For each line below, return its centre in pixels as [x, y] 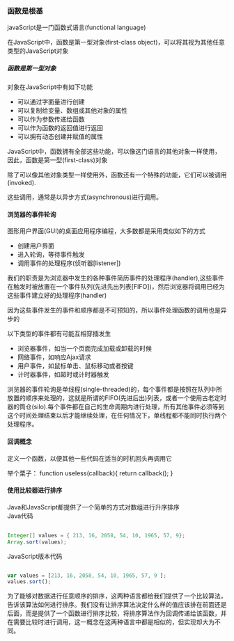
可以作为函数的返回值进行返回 [60, 128]
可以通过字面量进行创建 [51, 102]
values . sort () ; [29, 582]
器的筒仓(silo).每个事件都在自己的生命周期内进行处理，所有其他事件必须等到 [116, 407]
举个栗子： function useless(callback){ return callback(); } [90, 473]
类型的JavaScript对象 [38, 51]
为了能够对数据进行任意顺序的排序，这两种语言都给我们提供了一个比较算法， [117, 596]
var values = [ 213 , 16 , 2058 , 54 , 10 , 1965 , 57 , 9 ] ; [87, 576]
